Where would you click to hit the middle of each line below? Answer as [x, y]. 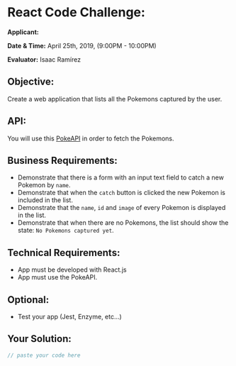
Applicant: [23, 32]
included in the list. [45, 200]
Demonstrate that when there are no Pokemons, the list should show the [123, 223]
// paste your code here [44, 355]
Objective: [31, 82]
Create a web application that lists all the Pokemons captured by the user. [115, 99]
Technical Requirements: [64, 253]
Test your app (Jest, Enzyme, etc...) [69, 317]
